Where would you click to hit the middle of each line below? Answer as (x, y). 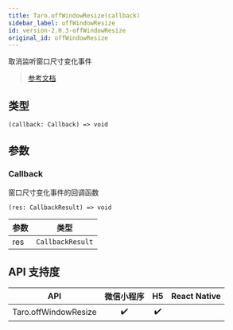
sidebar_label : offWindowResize (62, 23)
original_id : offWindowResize (58, 38)
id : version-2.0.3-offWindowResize (67, 30)
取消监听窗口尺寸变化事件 (50, 61)
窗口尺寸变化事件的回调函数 (54, 192)
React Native (196, 296)
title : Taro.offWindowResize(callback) (74, 16)
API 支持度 (34, 272)
